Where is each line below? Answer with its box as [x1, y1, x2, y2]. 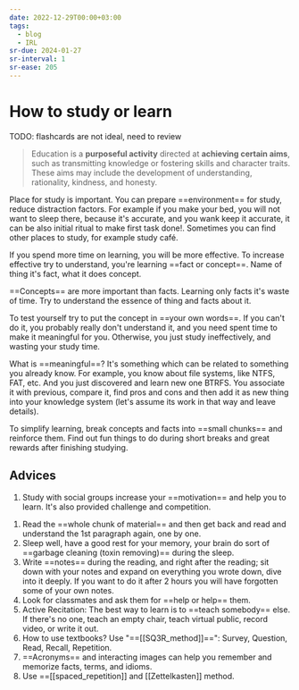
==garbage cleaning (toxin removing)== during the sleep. [21, 547, 235, 558]
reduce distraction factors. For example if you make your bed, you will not [9, 203, 281, 215]
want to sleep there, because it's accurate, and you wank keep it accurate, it [9, 213, 290, 223]
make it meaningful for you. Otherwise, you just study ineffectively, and [9, 332, 271, 342]
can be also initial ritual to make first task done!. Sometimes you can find [9, 223, 277, 233]
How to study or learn [9, 102, 172, 122]
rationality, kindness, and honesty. [30, 176, 158, 188]
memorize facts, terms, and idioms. [21, 661, 153, 671]
